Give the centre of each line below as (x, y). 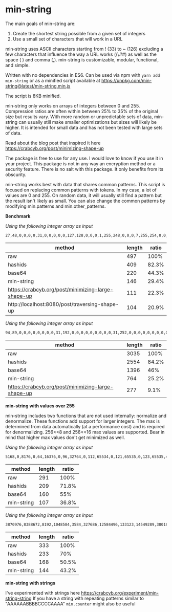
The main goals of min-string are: (40, 24)
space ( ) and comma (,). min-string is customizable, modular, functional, (82, 59)
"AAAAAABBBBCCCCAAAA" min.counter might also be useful (70, 604)
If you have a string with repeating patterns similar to (88, 598)
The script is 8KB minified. (33, 96)
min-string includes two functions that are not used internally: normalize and (86, 416)
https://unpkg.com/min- (127, 80)
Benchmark (18, 216)
